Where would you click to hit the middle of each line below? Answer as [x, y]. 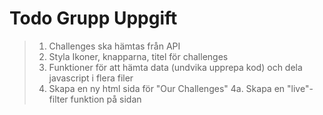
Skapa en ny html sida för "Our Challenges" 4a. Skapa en [167, 88]
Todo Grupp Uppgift [93, 18]
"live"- [300, 88]
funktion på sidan [106, 99]
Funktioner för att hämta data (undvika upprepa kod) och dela [175, 67]
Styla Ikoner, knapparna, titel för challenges [138, 56]
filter [58, 99]
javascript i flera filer [91, 78]
